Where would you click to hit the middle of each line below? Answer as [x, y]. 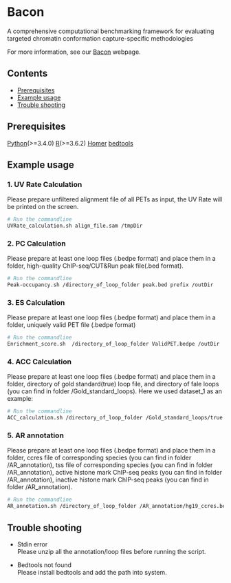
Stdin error [32, 544]
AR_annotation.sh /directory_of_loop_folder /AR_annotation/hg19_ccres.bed [118, 506]
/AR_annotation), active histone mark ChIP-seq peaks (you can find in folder [114, 473]
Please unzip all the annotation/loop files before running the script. [111, 552]
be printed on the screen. [43, 207]
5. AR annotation [35, 435]
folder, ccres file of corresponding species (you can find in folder [99, 458]
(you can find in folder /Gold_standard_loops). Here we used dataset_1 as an [114, 391]
